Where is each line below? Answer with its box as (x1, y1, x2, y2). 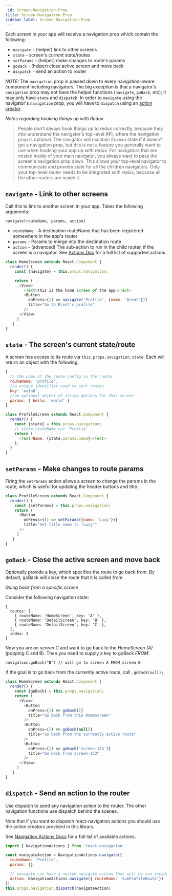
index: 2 (10, 631, 29, 637)
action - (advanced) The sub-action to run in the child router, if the (12, 244, 154, 250)
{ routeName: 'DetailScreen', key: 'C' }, (14, 622, 106, 627)
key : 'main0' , (10, 388, 40, 394)
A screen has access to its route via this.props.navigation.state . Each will (5, 354, 165, 360)
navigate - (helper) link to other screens (12, 47, 97, 53)
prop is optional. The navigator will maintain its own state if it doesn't (17, 137, 163, 143)
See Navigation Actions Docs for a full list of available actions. (5, 833, 136, 839)
